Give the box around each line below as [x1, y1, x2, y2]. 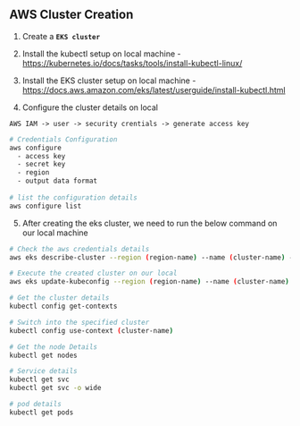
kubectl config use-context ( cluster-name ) [9, 326, 174, 335]
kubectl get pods [9, 407, 74, 417]
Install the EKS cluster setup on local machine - [21, 75, 196, 86]
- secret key [17, 160, 66, 169]
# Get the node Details [9, 342, 98, 352]
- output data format [17, 176, 98, 186]
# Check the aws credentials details [9, 244, 150, 253]
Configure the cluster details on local [21, 102, 159, 113]
